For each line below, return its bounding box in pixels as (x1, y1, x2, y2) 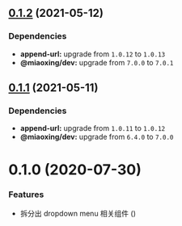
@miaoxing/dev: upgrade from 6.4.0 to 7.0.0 (19, 132, 174, 142)
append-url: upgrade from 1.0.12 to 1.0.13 (19, 48, 166, 59)
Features (8, 189, 44, 200)
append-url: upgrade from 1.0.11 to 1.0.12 (19, 123, 166, 133)
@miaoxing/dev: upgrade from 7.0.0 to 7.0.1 (19, 57, 174, 67)
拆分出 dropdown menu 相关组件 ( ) (19, 208, 136, 218)
